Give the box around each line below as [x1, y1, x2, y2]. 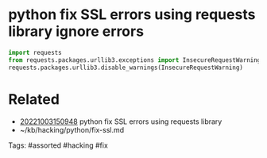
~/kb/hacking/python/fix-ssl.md [19, 125, 125, 134]
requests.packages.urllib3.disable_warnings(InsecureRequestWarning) [8, 64, 244, 71]
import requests [8, 48, 62, 56]
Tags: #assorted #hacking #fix [8, 141, 109, 150]
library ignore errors [8, 22, 145, 40]
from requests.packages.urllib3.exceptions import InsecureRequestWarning [8, 56, 261, 64]
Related [8, 90, 60, 108]
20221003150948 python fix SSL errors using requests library [19, 117, 222, 126]
